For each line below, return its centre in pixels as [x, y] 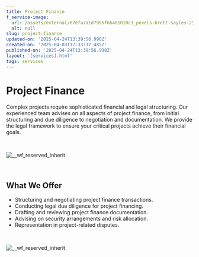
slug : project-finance [34, 34]
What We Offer [34, 185]
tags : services [25, 61]
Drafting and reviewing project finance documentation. [81, 212]
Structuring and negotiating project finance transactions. [84, 200]
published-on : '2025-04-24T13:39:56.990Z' [59, 50]
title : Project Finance [36, 12]
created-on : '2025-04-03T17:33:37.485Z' [57, 45]
